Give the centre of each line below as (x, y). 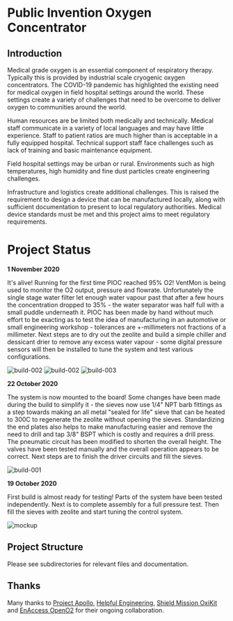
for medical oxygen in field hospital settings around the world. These (106, 92)
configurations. (29, 356)
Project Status (49, 250)
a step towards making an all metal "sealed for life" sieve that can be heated (116, 412)
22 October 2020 (33, 383)
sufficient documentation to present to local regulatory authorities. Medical (114, 207)
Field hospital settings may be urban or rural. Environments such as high (111, 164)
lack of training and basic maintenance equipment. (80, 150)
